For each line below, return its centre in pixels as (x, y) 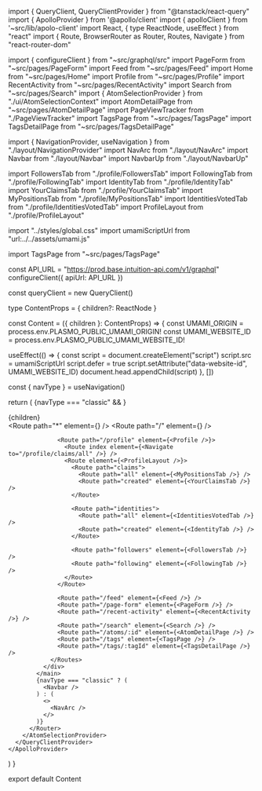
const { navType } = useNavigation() (67, 387)
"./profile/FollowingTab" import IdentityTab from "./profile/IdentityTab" (121, 182)
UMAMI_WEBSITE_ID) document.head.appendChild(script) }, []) (111, 372)
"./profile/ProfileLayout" (46, 215)
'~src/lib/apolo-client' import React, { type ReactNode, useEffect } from (124, 28)
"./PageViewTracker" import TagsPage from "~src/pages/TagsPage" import (130, 118)
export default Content (45, 779)
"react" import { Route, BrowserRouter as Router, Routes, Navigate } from (126, 36)
